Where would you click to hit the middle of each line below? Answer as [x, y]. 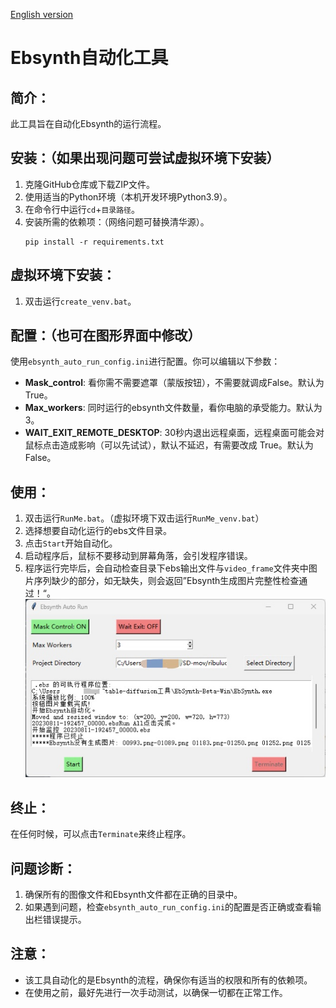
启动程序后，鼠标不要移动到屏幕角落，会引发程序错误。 [138, 556]
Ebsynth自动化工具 [89, 58]
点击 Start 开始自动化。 [71, 543]
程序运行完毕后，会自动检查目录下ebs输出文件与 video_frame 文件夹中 [166, 568]
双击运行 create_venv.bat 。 [80, 301]
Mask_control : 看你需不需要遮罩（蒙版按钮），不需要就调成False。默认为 [174, 383]
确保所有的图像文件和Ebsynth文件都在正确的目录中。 [133, 894]
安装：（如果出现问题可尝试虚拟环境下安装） [145, 158]
